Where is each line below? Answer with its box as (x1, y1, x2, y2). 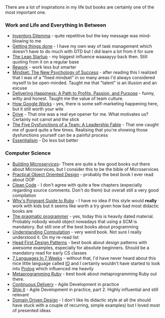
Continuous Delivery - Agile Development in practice (12, 281, 119, 287)
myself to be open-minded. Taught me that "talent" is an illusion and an (12, 80, 157, 86)
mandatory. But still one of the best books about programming (12, 223, 139, 229)
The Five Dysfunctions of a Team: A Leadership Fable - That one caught (12, 122, 159, 127)
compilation (12, 192, 36, 198)
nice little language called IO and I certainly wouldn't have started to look (12, 260, 160, 266)
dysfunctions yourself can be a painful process (12, 132, 108, 138)
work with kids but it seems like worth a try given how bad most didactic (12, 203, 159, 209)
